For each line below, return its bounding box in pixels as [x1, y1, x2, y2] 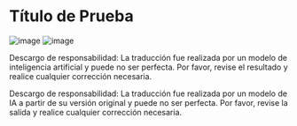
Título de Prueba [9, 6, 135, 26]
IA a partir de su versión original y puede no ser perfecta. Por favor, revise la [9, 97, 288, 107]
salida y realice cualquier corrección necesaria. [9, 107, 183, 117]
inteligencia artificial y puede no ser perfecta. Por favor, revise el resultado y [9, 62, 288, 72]
